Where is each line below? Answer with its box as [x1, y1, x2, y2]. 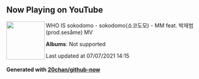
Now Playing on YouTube [6, 5, 103, 15]
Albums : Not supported [45, 40, 106, 47]
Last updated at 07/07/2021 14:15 [45, 52, 130, 60]
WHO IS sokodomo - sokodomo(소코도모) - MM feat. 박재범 [45, 21, 194, 29]
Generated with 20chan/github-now [6, 66, 101, 74]
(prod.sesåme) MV [45, 29, 93, 36]
